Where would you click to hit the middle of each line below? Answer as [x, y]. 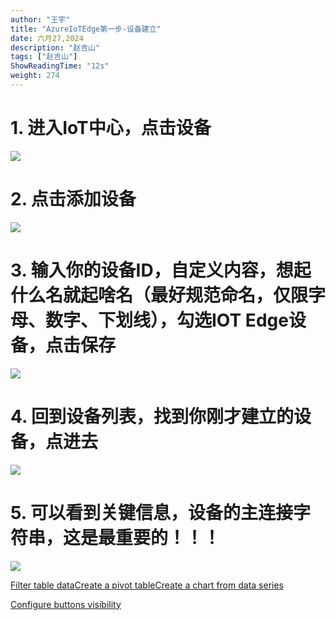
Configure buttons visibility [66, 604]
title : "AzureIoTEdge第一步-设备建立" [86, 29]
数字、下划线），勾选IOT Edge [167, 320]
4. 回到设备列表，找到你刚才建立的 [152, 416]
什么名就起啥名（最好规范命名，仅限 [159, 295]
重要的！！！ [168, 537]
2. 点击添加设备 [73, 199]
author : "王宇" [40, 19]
